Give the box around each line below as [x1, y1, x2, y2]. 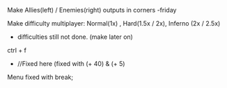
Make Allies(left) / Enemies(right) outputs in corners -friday [7, 6, 177, 14]
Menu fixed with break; [7, 73, 74, 81]
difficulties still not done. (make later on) [17, 33, 134, 41]
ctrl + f [7, 46, 26, 54]
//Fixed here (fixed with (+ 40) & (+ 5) [17, 60, 125, 68]
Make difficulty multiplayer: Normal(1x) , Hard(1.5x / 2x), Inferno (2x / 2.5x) [7, 19, 221, 27]
